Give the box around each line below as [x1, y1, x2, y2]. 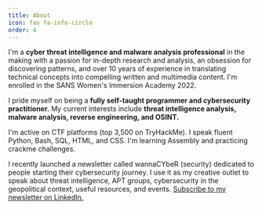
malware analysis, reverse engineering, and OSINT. [8, 113, 180, 122]
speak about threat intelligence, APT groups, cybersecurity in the [8, 176, 219, 186]
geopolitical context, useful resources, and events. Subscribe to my [8, 185, 226, 194]
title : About [8, 11, 51, 20]
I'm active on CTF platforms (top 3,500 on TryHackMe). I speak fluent [8, 128, 233, 137]
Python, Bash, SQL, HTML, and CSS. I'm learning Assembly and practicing [8, 136, 249, 146]
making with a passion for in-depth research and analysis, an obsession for [8, 56, 252, 65]
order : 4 [8, 26, 37, 34]
